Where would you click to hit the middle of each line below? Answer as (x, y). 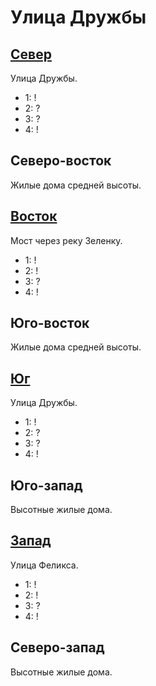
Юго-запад (46, 485)
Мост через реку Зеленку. (66, 240)
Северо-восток (61, 161)
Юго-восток (50, 323)
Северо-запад (57, 647)
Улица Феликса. (44, 565)
